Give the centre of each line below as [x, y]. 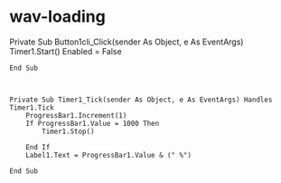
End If [38, 147]
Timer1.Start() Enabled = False [66, 51]
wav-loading [57, 17]
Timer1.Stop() [68, 131]
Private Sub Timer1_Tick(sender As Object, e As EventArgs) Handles [141, 100]
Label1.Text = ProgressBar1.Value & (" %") [109, 155]
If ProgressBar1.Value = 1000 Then [93, 123]
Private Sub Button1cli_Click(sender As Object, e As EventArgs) [126, 42]
